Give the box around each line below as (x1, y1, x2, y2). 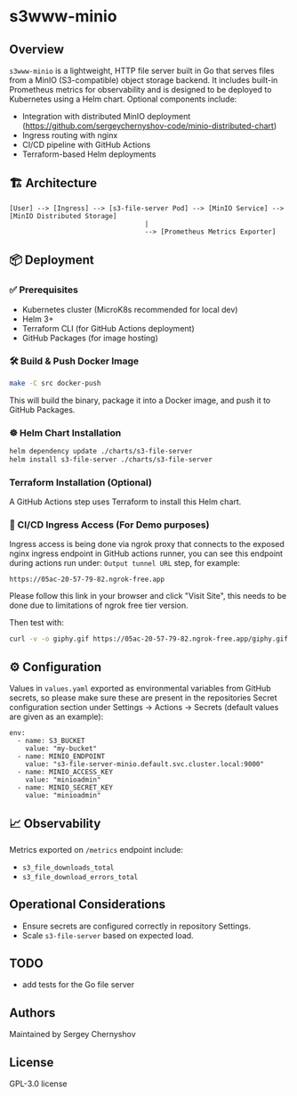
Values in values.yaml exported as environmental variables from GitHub (9, 683, 271, 693)
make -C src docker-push (9, 379, 101, 388)
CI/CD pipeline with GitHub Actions (21, 140, 151, 150)
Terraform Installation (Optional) (9, 476, 153, 488)
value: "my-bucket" (25, 744, 98, 753)
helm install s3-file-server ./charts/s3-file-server (9, 454, 213, 464)
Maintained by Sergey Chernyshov (9, 1029, 136, 1040)
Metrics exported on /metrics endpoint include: (9, 844, 184, 855)
